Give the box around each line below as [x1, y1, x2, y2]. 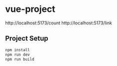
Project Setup [5, 34, 49, 43]
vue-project [5, 3, 56, 15]
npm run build [5, 57, 35, 62]
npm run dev [5, 52, 30, 57]
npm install [5, 47, 30, 53]
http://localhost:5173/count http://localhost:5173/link [5, 20, 112, 26]
